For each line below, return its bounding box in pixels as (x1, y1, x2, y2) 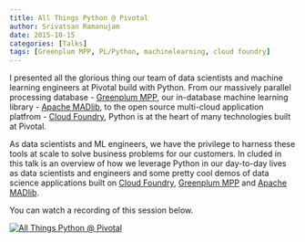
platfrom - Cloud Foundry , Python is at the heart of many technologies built (9, 111, 291, 122)
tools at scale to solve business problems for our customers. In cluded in (9, 148, 282, 160)
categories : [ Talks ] (9, 38, 88, 48)
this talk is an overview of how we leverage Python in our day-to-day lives (9, 158, 287, 169)
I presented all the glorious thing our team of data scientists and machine (9, 72, 284, 83)
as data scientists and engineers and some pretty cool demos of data (9, 168, 269, 179)
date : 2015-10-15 (9, 30, 76, 39)
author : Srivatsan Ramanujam (9, 22, 120, 31)
